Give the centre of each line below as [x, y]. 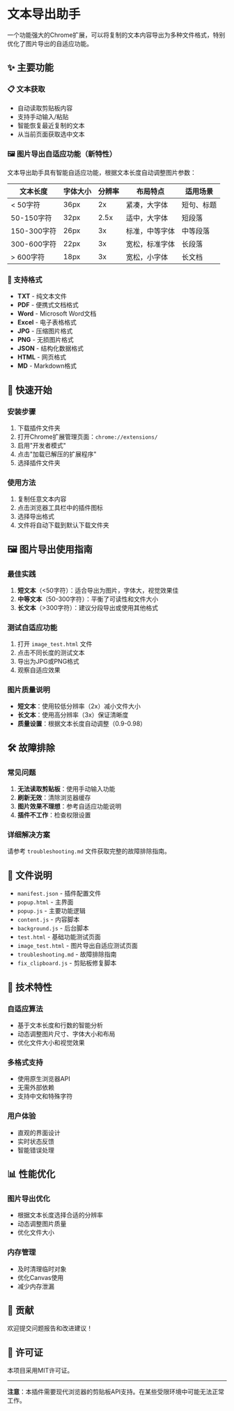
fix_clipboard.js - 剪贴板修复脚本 [67, 963]
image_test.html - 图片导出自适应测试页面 [77, 946]
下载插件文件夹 [39, 428]
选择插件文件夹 [39, 462]
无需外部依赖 [36, 1088]
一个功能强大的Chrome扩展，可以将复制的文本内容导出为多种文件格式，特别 [116, 35]
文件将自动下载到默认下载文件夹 [63, 525]
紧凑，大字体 [147, 205]
